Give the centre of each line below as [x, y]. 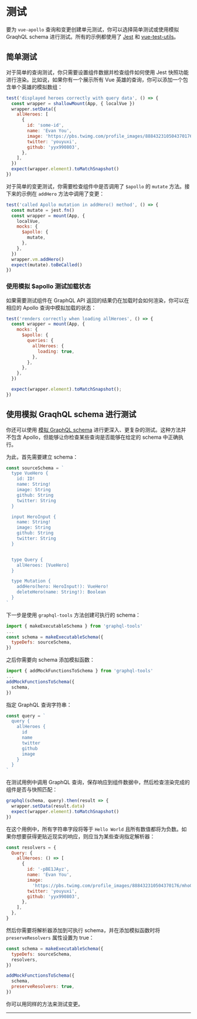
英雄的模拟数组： [42, 87]
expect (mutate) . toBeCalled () [47, 265]
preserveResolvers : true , [43, 987]
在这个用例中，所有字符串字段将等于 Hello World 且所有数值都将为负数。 [94, 829]
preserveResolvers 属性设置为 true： [50, 937]
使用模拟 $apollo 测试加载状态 [48, 286]
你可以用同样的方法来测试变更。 [45, 1004]
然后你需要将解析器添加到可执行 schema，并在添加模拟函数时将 [83, 930]
